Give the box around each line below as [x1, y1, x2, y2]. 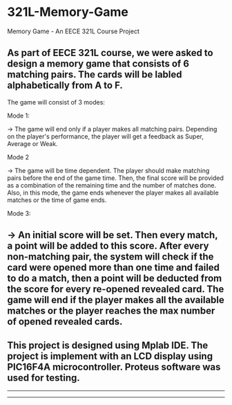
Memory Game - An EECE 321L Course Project [7, 27, 139, 35]
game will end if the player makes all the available [7, 294, 224, 306]
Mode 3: [7, 209, 31, 217]
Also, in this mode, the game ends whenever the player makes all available [7, 188, 219, 197]
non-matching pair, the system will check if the [7, 251, 214, 263]
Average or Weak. [7, 139, 58, 147]
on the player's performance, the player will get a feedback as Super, [7, 132, 204, 141]
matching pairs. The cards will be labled [7, 69, 182, 80]
